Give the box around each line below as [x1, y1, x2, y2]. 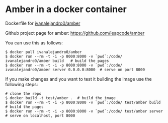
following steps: [5, 81, 38, 87]
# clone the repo [5, 91, 42, 96]
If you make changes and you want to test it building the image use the [5, 76, 152, 82]
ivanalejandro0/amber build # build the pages [5, 58, 109, 64]
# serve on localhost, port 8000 [5, 113, 75, 118]
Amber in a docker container [5, 4, 127, 15]
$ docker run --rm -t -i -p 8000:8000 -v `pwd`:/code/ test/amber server [5, 108, 163, 114]
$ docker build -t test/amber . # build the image [5, 95, 116, 100]
